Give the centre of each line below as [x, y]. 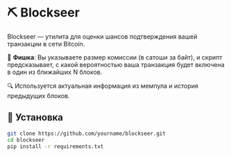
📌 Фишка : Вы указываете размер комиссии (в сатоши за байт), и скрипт [115, 57]
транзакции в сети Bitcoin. [46, 44]
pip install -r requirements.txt [55, 146]
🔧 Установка [35, 118]
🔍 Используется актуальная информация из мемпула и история [103, 86]
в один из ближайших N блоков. [55, 72]
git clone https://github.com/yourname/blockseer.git [87, 133]
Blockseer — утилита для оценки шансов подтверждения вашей [102, 36]
